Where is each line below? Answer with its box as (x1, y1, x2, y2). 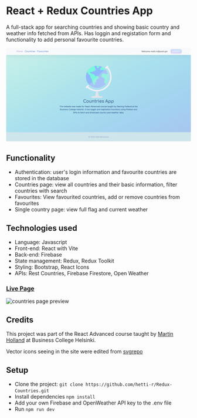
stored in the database (14, 175, 69, 182)
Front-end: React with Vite (14, 245, 78, 252)
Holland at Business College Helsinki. (6, 336, 96, 344)
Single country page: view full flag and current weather (14, 206, 148, 213)
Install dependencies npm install (14, 393, 96, 400)
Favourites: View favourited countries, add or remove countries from (14, 194, 180, 201)
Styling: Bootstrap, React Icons (14, 264, 90, 271)
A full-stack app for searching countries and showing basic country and (6, 23, 180, 31)
